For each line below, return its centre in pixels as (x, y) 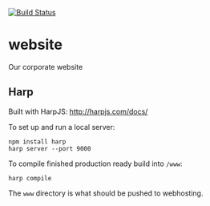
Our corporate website (46, 67)
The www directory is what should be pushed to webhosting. (106, 193)
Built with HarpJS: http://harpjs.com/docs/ (78, 111)
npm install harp (37, 141)
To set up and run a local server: (62, 127)
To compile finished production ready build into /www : (95, 164)
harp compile (30, 178)
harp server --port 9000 (50, 148)
